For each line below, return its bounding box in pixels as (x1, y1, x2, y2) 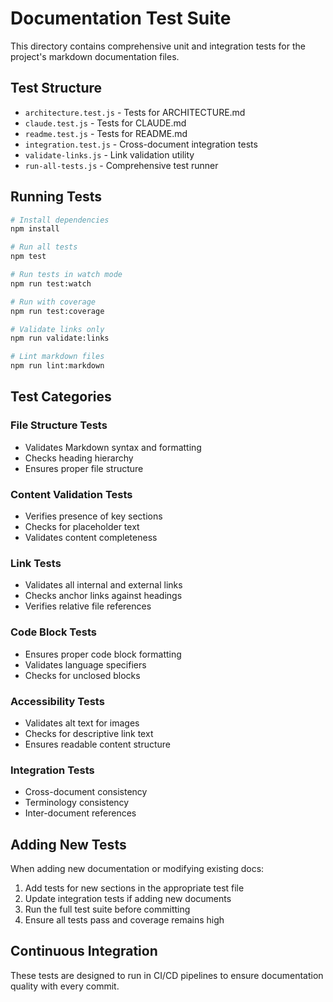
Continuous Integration (10, 943, 158, 960)
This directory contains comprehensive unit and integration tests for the (10, 40, 306, 52)
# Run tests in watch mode (10, 270, 123, 280)
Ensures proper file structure (24, 462, 144, 474)
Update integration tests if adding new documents (24, 893, 232, 905)
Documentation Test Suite (10, 7, 232, 30)
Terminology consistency (24, 797, 130, 809)
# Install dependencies (10, 215, 110, 225)
